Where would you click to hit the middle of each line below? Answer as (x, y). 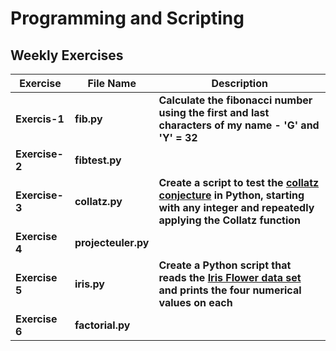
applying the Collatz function (230, 220)
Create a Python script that (225, 265)
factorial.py (102, 325)
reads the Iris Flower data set (230, 277)
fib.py (88, 119)
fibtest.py (98, 160)
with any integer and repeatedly (236, 207)
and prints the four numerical (230, 290)
